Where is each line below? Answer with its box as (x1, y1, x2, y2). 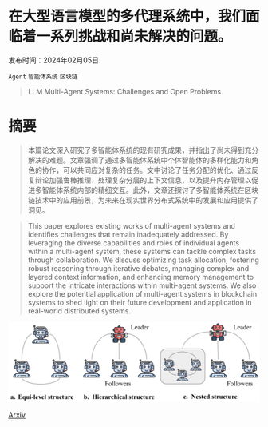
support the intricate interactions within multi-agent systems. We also (27, 281, 257, 290)
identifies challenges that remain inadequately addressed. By (27, 229, 229, 239)
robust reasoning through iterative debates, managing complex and (27, 263, 250, 273)
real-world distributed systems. (27, 305, 132, 316)
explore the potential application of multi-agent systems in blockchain (27, 289, 258, 298)
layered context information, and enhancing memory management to (27, 272, 254, 281)
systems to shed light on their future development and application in (27, 297, 253, 307)
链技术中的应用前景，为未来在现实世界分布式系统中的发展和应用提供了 (27, 195, 259, 205)
